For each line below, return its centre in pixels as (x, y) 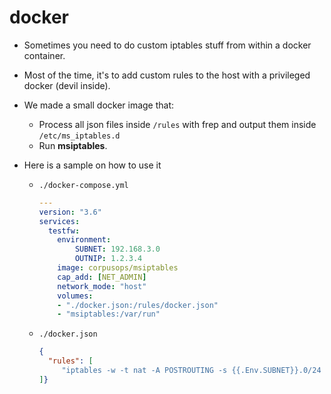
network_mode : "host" (102, 286)
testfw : (64, 231)
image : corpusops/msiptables (118, 268)
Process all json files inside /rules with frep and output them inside (177, 124)
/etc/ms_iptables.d (79, 136)
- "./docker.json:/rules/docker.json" (138, 305)
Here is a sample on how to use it (92, 165)
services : (59, 221)
